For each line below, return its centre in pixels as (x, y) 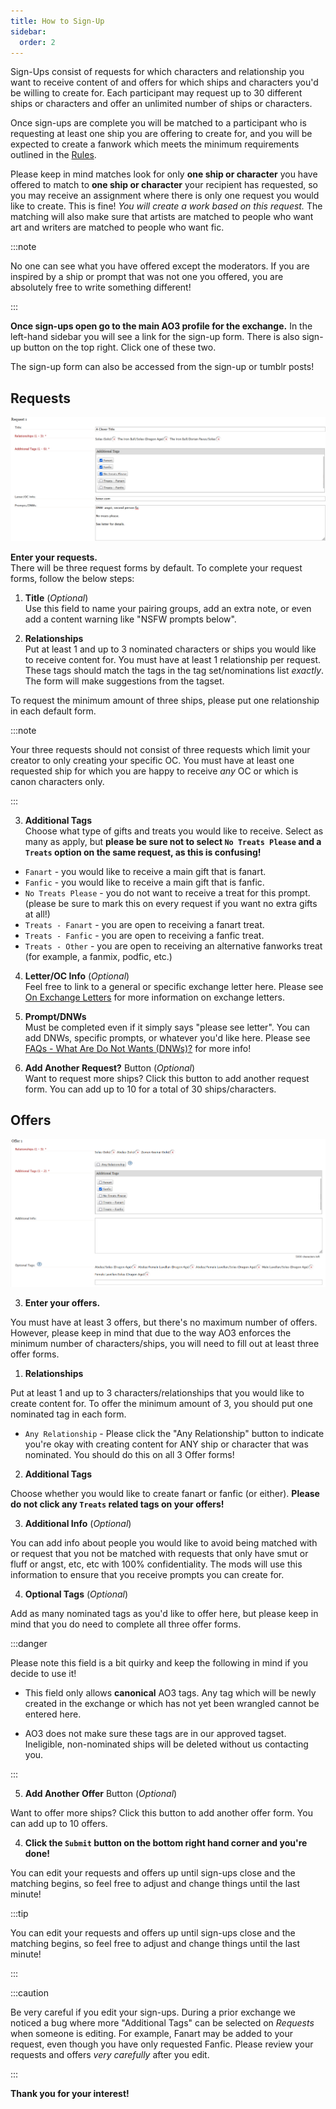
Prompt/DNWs (55, 1016)
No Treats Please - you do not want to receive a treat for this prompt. (167, 892)
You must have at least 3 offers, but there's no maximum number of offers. (164, 1322)
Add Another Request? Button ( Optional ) (110, 1067)
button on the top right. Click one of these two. (120, 347)
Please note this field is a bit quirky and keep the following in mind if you (159, 1662)
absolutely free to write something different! (101, 287)
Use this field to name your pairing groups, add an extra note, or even (168, 608)
